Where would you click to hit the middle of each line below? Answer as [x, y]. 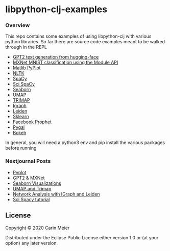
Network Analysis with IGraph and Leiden [56, 194]
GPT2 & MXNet [29, 178]
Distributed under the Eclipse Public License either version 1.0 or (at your [82, 237]
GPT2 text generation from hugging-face [56, 57]
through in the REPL [26, 47]
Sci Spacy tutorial [31, 199]
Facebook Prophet [32, 122]
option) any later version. [31, 243]
